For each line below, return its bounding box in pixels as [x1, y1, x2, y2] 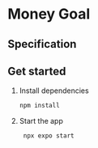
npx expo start [23, 132, 75, 140]
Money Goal [7, 5, 91, 23]
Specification [7, 37, 77, 51]
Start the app [19, 116, 64, 126]
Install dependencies [19, 86, 90, 95]
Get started [7, 64, 66, 78]
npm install [19, 102, 60, 110]
